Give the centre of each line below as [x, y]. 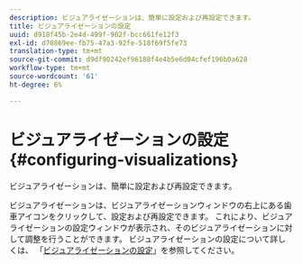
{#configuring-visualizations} [124, 159]
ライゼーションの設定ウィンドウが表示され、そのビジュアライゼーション [143, 227]
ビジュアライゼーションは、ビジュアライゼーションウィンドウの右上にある [146, 205]
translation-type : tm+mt [56, 51]
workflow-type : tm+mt [50, 68]
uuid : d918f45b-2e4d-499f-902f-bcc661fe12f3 [94, 34]
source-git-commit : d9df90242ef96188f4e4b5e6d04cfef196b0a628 [128, 59]
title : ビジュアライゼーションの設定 [70, 26]
